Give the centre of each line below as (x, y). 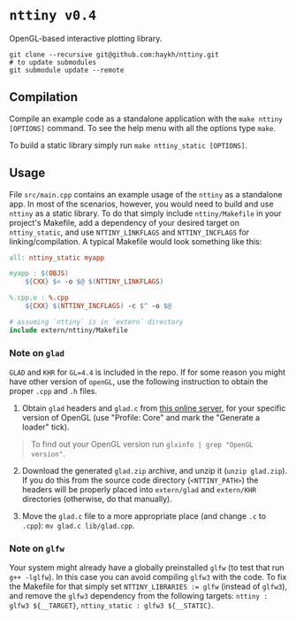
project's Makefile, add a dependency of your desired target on (125, 222)
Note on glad (37, 352)
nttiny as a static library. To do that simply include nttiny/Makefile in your (145, 213)
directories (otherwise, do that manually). (97, 499)
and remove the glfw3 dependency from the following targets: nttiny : (138, 596)
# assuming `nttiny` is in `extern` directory (96, 321)
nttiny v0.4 (53, 15)
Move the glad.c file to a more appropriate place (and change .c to (144, 515)
